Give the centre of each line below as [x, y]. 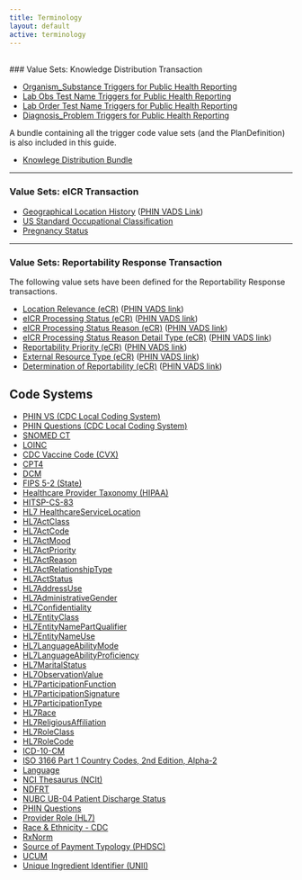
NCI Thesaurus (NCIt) [62, 779]
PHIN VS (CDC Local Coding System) [91, 416]
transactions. [34, 291]
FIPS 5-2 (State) [52, 483]
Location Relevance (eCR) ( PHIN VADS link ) [103, 309]
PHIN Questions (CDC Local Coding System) [105, 426]
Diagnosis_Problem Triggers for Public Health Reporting [126, 116]
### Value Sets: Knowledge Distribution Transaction [106, 69]
